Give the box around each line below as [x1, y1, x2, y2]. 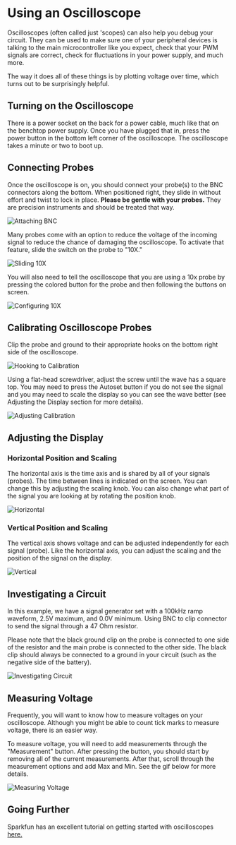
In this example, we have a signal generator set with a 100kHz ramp [7, 607, 203, 616]
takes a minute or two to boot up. [7, 141, 104, 150]
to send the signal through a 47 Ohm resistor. [7, 622, 139, 630]
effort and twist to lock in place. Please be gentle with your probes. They [7, 196, 221, 204]
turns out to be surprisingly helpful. [7, 79, 110, 88]
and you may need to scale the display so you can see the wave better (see [7, 390, 227, 399]
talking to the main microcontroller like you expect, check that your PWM [7, 43, 218, 52]
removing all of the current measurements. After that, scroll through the [7, 754, 215, 763]
